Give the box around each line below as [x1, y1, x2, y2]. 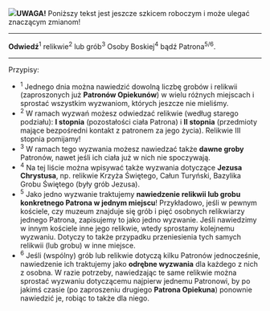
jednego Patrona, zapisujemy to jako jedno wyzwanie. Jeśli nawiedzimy [19, 215, 257, 224]
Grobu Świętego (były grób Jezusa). [19, 179, 141, 189]
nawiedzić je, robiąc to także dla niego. [19, 293, 150, 303]
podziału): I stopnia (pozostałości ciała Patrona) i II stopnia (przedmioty [19, 117, 258, 126]
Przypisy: [8, 64, 40, 74]
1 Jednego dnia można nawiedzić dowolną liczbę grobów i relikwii [19, 80, 238, 92]
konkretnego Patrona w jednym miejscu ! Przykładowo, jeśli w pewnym [19, 198, 257, 207]
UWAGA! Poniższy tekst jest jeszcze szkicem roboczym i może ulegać [16, 9, 251, 18]
